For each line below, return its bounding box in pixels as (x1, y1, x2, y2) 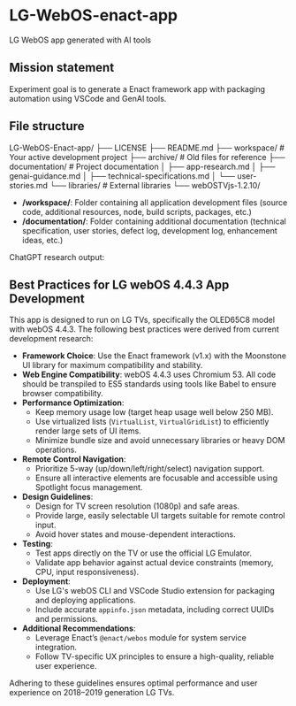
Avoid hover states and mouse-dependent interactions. (34, 529, 236, 540)
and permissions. (34, 614, 99, 625)
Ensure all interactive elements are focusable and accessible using (34, 472, 278, 483)
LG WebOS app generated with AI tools (9, 35, 152, 45)
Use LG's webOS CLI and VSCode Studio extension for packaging (34, 586, 276, 596)
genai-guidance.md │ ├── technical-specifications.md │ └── (9, 170, 236, 181)
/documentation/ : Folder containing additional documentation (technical (21, 216, 287, 226)
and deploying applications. (34, 595, 136, 606)
